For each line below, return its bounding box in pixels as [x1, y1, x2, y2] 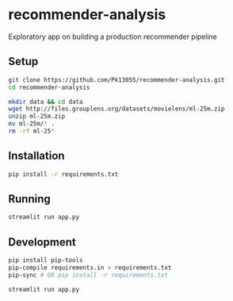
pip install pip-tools [8, 257, 83, 264]
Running [8, 192, 52, 206]
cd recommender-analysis [8, 83, 90, 91]
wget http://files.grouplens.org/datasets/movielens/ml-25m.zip [8, 105, 225, 113]
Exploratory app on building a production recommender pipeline [8, 32, 218, 41]
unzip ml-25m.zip [8, 113, 66, 121]
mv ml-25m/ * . [8, 120, 55, 128]
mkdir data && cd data [8, 98, 83, 106]
